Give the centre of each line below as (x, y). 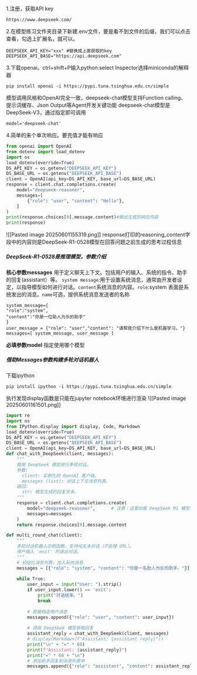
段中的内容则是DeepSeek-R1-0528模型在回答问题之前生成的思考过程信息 (94, 242)
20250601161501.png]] (33, 405)
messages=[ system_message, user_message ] (60, 333)
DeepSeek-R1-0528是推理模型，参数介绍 (56, 256)
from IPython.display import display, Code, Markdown (73, 426)
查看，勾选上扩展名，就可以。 (42, 39)
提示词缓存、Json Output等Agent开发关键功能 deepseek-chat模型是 (88, 105)
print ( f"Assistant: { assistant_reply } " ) (77, 650)
